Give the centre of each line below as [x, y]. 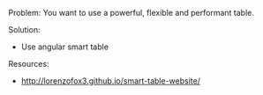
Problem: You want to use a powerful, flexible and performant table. [131, 13]
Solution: [24, 29]
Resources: [29, 64]
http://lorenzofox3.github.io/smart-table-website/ [110, 81]
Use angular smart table [65, 47]
